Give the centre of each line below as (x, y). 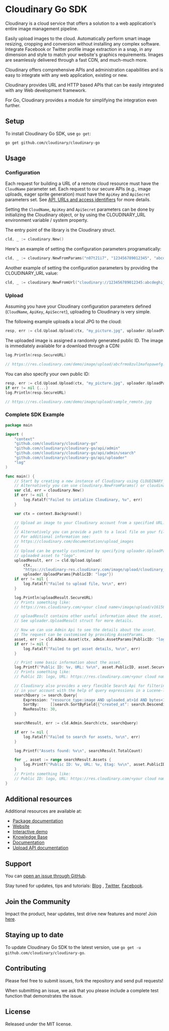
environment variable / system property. (47, 220)
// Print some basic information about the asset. (68, 663)
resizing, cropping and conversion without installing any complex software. (83, 43)
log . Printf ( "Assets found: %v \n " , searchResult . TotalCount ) (78, 751)
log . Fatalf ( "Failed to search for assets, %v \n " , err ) (82, 737)
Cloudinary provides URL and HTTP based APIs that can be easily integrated (84, 85)
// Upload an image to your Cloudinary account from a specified (84, 523)
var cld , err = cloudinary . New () (49, 490)
